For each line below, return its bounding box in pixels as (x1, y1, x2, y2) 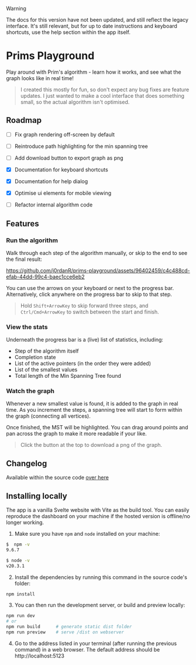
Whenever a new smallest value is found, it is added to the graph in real (6, 400, 178, 407)
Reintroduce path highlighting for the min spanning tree (14, 143, 148, 150)
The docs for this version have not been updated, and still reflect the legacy (6, 16, 189, 23)
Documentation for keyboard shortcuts (14, 166, 108, 173)
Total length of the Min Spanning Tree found (14, 373, 122, 380)
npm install (6, 591, 35, 597)
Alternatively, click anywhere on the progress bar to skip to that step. (6, 291, 173, 298)
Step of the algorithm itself (14, 347, 79, 354)
